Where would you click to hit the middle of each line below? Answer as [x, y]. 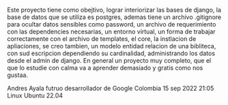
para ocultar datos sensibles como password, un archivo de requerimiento [112, 24]
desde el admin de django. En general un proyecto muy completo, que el [109, 60]
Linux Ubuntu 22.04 [35, 95]
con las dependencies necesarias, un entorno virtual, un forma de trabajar [112, 31]
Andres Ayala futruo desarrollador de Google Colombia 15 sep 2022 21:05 [111, 88]
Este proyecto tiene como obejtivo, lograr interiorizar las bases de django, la [114, 10]
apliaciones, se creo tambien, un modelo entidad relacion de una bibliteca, [112, 46]
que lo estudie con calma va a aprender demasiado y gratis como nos [105, 68]
